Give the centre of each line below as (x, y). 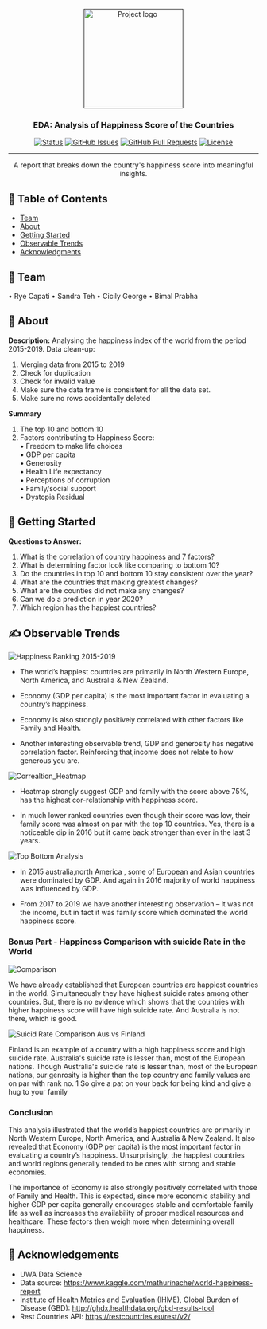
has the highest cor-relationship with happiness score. (109, 800)
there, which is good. (43, 1018)
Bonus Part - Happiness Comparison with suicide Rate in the (127, 942)
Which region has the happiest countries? (88, 607)
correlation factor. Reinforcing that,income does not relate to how (126, 752)
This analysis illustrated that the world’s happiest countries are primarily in (130, 1130)
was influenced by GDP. (59, 889)
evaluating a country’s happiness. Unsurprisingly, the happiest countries (126, 1155)
